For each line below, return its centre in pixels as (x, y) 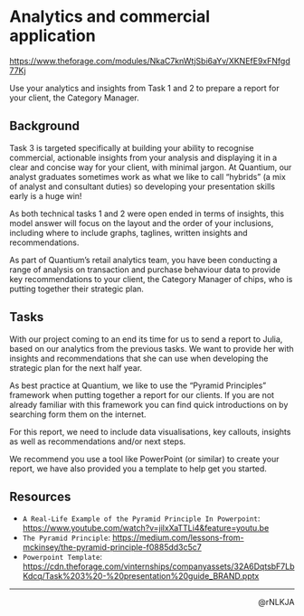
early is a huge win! (46, 195)
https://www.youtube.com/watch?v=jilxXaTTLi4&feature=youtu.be (146, 528)
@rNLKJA (276, 602)
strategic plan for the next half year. (76, 367)
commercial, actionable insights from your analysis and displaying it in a (143, 157)
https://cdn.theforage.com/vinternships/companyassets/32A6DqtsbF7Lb (159, 566)
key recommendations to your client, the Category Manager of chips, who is (151, 279)
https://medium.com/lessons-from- (178, 538)
